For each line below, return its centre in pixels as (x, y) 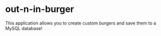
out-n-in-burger (40, 9)
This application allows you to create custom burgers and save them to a (81, 23)
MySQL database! (24, 28)
